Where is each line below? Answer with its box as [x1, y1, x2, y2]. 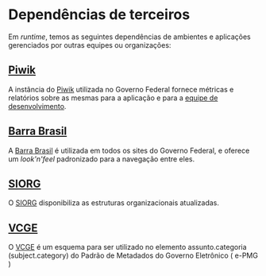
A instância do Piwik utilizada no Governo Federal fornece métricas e [8, 84, 234, 94]
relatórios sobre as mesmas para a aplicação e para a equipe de [8, 93, 218, 103]
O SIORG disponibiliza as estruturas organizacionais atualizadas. [8, 198, 220, 208]
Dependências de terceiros [8, 6, 191, 24]
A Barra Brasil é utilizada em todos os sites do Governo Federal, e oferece [8, 146, 250, 155]
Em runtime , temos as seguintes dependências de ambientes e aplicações [8, 32, 252, 41]
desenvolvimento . [8, 101, 67, 111]
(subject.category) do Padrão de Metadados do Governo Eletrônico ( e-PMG [8, 251, 258, 260]
